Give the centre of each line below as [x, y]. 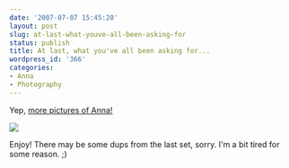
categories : [31, 68]
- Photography [36, 84]
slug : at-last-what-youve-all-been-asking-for [98, 34]
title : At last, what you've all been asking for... [110, 51]
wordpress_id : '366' [48, 59]
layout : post [34, 26]
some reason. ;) [38, 154]
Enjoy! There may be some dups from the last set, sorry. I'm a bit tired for [144, 144]
